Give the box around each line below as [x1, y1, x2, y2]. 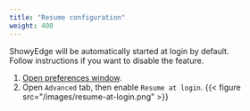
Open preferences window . [21, 72, 122, 83]
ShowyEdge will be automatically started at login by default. [9, 45, 229, 56]
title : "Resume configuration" [9, 12, 126, 22]
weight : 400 [9, 21, 54, 30]
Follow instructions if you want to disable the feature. [9, 55, 204, 66]
